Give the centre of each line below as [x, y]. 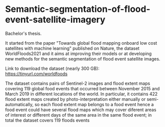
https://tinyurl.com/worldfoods [36, 73]
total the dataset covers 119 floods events [48, 120]
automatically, [19, 104]
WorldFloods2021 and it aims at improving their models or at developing [79, 54]
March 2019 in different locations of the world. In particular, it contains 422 [81, 94]
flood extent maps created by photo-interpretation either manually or [76, 99]
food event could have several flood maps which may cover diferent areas [81, 110]
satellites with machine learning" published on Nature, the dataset [72, 48]
